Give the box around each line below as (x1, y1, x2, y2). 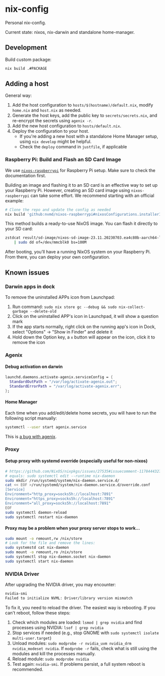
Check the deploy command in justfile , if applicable (19, 144, 127, 150)
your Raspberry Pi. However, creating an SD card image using (5, 187, 130, 193)
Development (5, 43, 48, 52)
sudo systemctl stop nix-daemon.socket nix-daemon (5, 554, 111, 560)
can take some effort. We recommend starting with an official (30, 193, 155, 198)
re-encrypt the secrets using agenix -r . (12, 118, 93, 124)
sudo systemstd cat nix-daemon (5, 545, 69, 550)
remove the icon (12, 339, 46, 345)
